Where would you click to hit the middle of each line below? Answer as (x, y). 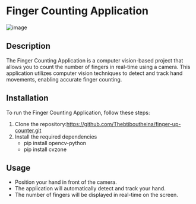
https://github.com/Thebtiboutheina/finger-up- (124, 124)
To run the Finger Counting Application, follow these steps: (78, 112)
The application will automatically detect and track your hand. (90, 189)
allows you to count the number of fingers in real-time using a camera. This (98, 67)
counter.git (28, 130)
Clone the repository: (41, 124)
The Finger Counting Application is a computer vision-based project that (95, 60)
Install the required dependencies (56, 136)
